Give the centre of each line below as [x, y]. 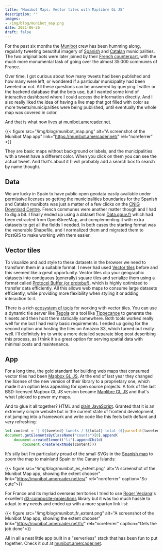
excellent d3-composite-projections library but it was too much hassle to [78, 498]
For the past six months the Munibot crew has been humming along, [73, 46]
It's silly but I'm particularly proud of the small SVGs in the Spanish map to [79, 454]
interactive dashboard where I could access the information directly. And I [79, 97]
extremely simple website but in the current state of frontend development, [80, 412]
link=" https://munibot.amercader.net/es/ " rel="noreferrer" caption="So [76, 478]
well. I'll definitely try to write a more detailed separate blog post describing [81, 334]
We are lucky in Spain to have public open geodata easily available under [78, 193]
